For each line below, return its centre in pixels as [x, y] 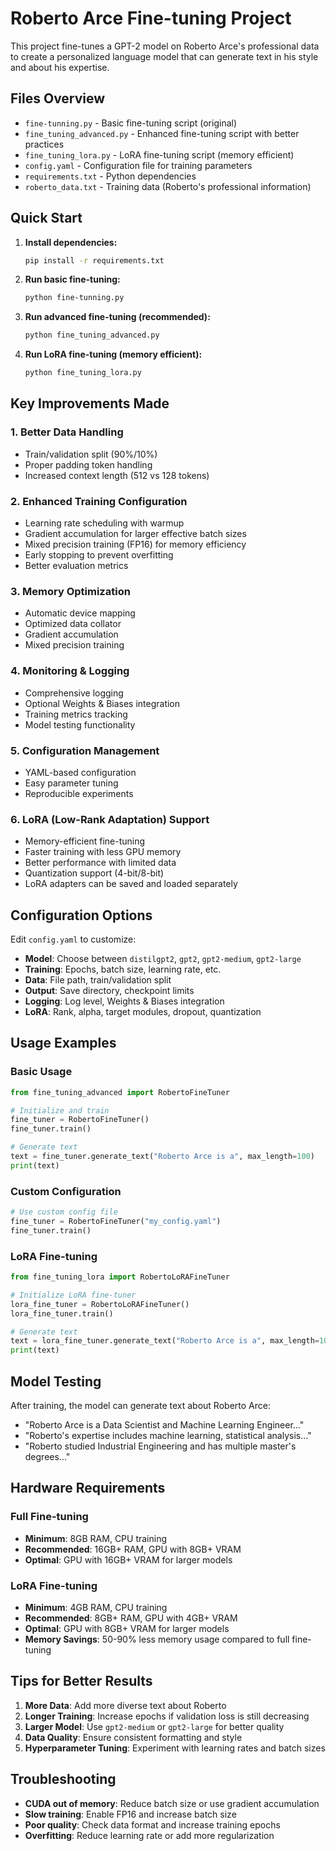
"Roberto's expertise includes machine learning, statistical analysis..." [168, 1436]
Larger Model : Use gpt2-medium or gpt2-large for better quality [154, 1726]
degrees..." [47, 1457]
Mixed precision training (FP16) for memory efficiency [135, 544]
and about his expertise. [60, 67]
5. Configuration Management [85, 750]
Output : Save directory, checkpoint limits [109, 991]
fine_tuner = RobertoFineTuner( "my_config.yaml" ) [116, 1222]
